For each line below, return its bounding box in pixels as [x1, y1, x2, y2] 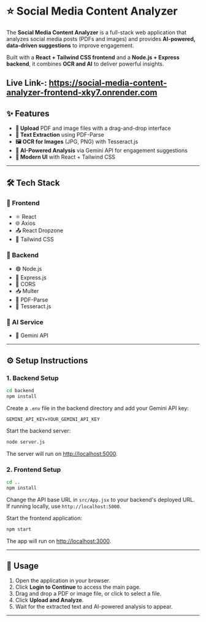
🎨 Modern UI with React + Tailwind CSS [15, 153, 115, 161]
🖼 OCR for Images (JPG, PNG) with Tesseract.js [15, 138, 139, 145]
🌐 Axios [15, 219, 36, 227]
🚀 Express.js [15, 274, 47, 281]
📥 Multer [15, 287, 39, 295]
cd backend [6, 388, 34, 394]
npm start [6, 526, 32, 533]
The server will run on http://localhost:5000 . [6, 450, 118, 457]
